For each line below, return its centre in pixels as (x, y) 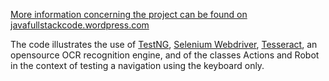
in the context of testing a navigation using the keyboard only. (137, 65)
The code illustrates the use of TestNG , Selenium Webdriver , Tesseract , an (164, 44)
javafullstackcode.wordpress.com (80, 25)
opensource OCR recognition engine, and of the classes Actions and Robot (165, 55)
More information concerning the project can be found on (129, 14)
